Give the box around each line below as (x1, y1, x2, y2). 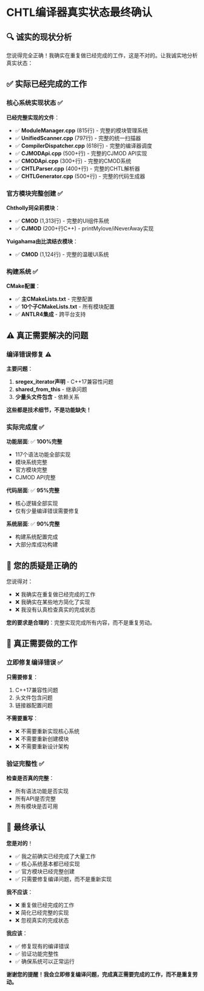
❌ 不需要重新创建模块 (15, 735, 69, 742)
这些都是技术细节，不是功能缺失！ (6, 406, 92, 413)
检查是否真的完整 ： (6, 775, 55, 782)
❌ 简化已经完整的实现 (15, 909, 69, 916)
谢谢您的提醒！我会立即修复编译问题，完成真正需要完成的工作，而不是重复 (6, 970, 192, 978)
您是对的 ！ (6, 839, 33, 846)
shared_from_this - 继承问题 (15, 385, 87, 393)
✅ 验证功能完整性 (15, 950, 59, 957)
